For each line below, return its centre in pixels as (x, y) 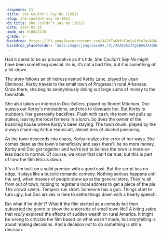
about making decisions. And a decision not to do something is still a (73, 224)
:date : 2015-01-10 (23, 28)
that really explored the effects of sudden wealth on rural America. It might (79, 214)
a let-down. (16, 69)
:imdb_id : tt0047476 (26, 32)
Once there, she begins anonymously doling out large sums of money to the (80, 89)
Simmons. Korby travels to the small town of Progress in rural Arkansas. (76, 84)
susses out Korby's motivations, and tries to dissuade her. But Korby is (75, 109)
